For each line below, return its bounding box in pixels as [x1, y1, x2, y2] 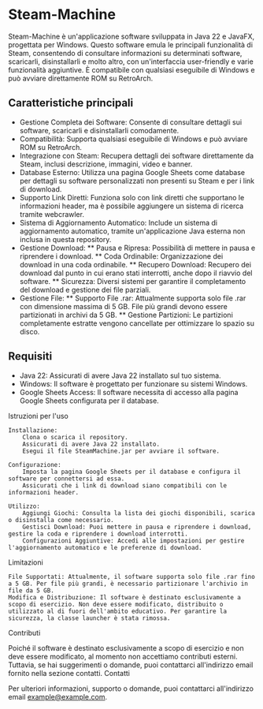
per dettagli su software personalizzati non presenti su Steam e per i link [19, 176, 255, 185]
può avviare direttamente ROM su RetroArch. [8, 73, 154, 83]
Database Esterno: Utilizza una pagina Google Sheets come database [19, 167, 246, 177]
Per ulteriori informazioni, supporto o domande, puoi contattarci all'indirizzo [8, 684, 254, 693]
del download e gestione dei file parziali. [19, 285, 151, 294]
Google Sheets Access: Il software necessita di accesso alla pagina [19, 387, 239, 397]
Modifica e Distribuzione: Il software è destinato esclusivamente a [8, 593, 242, 601]
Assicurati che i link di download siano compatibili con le [22, 481, 227, 490]
